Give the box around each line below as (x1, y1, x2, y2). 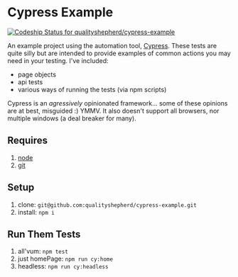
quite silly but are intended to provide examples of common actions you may (7, 49, 231, 57)
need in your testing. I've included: (7, 56, 109, 64)
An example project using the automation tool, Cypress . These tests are (7, 41, 217, 50)
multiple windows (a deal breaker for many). (7, 114, 136, 123)
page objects (17, 70, 57, 79)
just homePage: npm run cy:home (17, 254, 114, 263)
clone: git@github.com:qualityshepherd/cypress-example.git (17, 200, 197, 209)
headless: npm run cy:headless (17, 262, 109, 271)
